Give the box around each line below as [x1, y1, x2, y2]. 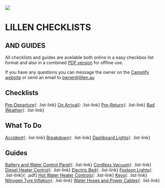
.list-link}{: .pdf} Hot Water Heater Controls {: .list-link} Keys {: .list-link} [5, 172, 148, 178]
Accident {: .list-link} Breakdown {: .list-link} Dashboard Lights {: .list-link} [5, 134, 151, 140]
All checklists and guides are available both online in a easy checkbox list [5, 54, 154, 60]
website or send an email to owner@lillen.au [5, 75, 95, 80]
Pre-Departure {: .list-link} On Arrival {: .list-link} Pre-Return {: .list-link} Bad [5, 102, 155, 108]
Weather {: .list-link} [5, 107, 45, 113]
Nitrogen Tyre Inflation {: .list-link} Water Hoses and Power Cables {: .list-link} [5, 178, 160, 184]
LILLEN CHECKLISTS [5, 22, 91, 33]
